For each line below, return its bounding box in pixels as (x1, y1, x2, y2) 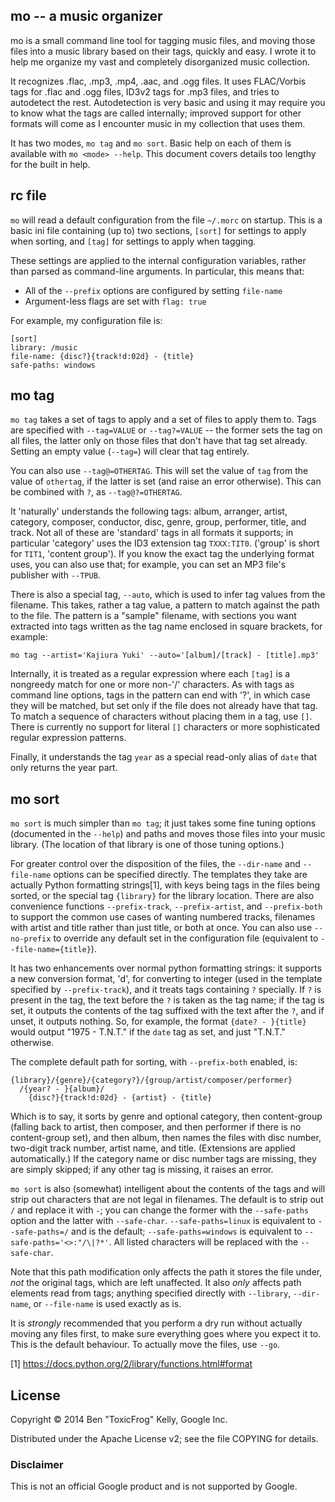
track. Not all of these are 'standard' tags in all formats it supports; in (10, 527, 294, 539)
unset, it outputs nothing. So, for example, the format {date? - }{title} (10, 1015, 307, 1028)
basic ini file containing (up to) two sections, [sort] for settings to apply (10, 224, 307, 236)
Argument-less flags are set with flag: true (24, 295, 207, 307)
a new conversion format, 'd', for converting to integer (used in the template (10, 973, 323, 985)
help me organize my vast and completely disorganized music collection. (10, 55, 310, 68)
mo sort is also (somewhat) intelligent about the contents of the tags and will (10, 1183, 326, 1195)
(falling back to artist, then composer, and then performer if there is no (10, 1121, 302, 1133)
